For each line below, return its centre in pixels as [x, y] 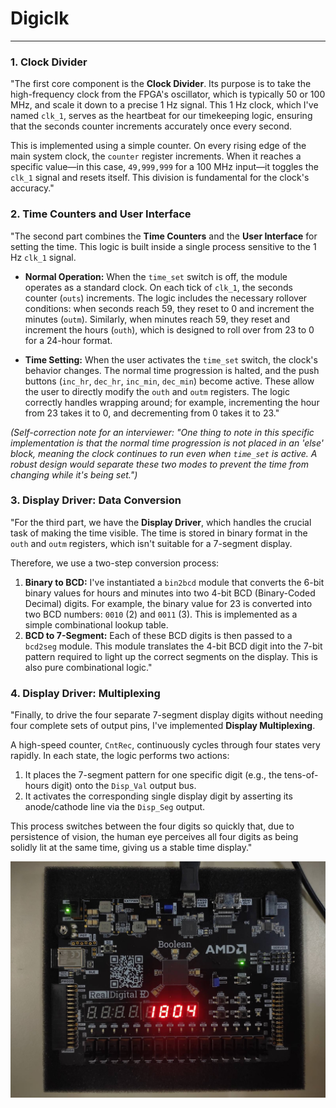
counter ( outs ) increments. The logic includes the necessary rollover [166, 298]
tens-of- [301, 775]
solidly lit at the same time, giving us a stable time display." [131, 848]
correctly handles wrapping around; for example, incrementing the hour [172, 402]
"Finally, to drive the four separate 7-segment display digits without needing [167, 715]
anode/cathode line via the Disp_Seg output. [115, 807]
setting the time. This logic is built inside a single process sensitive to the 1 [163, 246]
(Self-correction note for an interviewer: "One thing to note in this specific [162, 432]
